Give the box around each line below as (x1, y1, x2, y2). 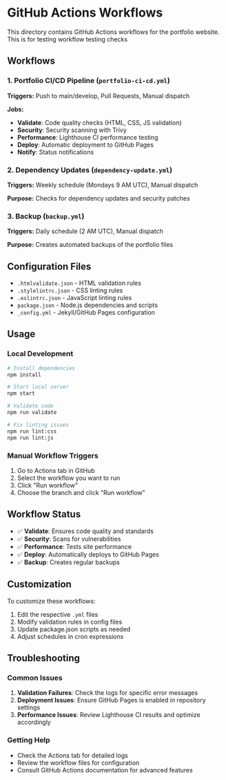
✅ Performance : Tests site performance (17, 542, 132, 550)
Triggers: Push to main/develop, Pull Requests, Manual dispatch (7, 91, 190, 100)
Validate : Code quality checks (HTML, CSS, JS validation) (17, 118, 183, 127)
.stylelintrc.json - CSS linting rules (17, 286, 123, 295)
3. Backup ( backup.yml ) (7, 211, 85, 221)
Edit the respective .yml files (17, 610, 99, 618)
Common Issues (7, 673, 63, 682)
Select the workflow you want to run (17, 474, 121, 482)
